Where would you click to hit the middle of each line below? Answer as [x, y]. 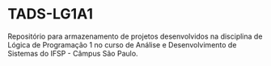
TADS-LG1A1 [51, 14]
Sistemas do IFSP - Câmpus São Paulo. [73, 53]
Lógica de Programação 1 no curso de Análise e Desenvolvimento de [122, 44]
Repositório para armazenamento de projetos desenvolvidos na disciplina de [135, 36]
